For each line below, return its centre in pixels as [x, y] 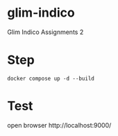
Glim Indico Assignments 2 [45, 32]
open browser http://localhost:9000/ [59, 125]
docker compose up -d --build [51, 78]
